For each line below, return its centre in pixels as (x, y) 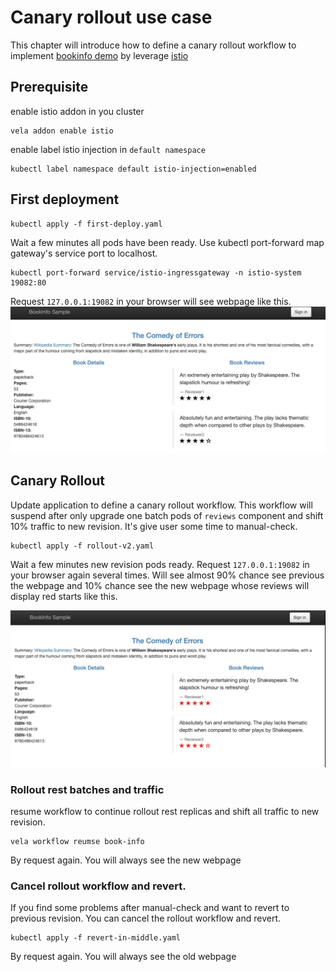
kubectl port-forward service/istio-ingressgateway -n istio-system (156, 272)
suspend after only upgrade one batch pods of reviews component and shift (167, 515)
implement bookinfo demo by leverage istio (99, 55)
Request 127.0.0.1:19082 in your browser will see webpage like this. (151, 301)
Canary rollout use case (111, 17)
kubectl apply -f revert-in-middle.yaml (96, 938)
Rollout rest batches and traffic (87, 789)
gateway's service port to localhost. (84, 253)
